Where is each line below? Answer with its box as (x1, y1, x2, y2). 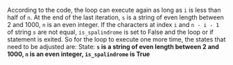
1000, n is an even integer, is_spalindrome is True (7, 50, 150, 58)
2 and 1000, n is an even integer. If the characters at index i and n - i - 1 (7, 21, 220, 28)
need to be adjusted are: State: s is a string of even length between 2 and (7, 43, 220, 50)
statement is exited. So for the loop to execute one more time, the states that (7, 35, 226, 44)
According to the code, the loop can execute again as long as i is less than (7, 6, 221, 14)
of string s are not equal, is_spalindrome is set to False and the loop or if (7, 28, 214, 36)
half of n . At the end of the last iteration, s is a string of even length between (7, 13, 224, 21)
